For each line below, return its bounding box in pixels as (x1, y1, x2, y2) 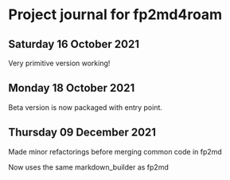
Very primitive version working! (8, 58, 111, 68)
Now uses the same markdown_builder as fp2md (8, 162, 169, 172)
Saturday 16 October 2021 (8, 37, 139, 51)
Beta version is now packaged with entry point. (8, 102, 163, 112)
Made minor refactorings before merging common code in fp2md (8, 147, 223, 156)
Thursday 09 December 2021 (8, 126, 157, 139)
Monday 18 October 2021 (8, 81, 135, 95)
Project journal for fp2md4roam (8, 6, 223, 24)
